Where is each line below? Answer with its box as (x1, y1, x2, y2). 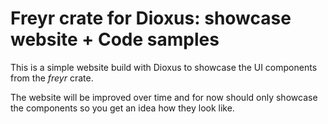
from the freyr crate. (10, 72, 94, 84)
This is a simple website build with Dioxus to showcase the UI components (10, 61, 318, 73)
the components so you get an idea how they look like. (10, 102, 235, 114)
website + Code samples (10, 28, 220, 51)
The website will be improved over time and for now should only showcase (10, 91, 318, 103)
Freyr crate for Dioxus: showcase (10, 7, 292, 30)
